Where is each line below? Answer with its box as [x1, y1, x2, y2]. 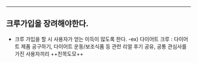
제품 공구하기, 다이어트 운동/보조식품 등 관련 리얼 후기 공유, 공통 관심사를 [21, 42, 187, 50]
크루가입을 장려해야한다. [6, 19, 89, 29]
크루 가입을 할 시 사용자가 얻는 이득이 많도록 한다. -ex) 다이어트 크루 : [14, 35, 173, 42]
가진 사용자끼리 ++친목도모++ [14, 50, 84, 57]
